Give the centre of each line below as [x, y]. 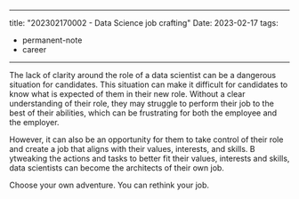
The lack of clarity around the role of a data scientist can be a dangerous [143, 75]
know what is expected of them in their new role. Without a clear [127, 94]
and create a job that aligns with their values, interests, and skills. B [132, 149]
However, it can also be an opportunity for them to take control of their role [146, 139]
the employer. [34, 122]
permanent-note [52, 40]
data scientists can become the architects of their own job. [117, 168]
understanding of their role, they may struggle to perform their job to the [141, 103]
